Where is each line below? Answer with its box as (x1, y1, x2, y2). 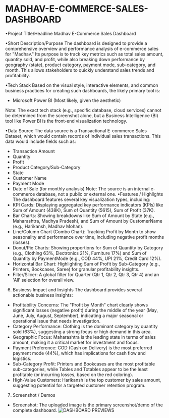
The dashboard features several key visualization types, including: (12, 196, 150, 202)
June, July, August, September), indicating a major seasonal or (12, 312, 144, 319)
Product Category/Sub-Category (12, 164, 81, 170)
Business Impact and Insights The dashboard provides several (12, 286, 142, 293)
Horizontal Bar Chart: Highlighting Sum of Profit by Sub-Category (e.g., (12, 260, 160, 267)
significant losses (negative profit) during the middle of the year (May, (12, 307, 158, 313)
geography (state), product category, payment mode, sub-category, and (5, 62, 155, 68)
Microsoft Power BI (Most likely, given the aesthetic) (12, 97, 121, 103)
